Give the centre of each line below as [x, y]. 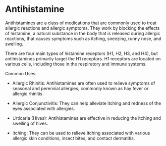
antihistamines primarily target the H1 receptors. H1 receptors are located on [83, 58]
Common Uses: [21, 73]
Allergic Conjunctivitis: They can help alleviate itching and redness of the [86, 103]
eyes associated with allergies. [44, 108]
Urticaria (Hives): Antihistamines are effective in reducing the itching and [86, 118]
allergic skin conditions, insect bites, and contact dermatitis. [74, 138]
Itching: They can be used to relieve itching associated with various [81, 133]
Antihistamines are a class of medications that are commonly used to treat [81, 23]
